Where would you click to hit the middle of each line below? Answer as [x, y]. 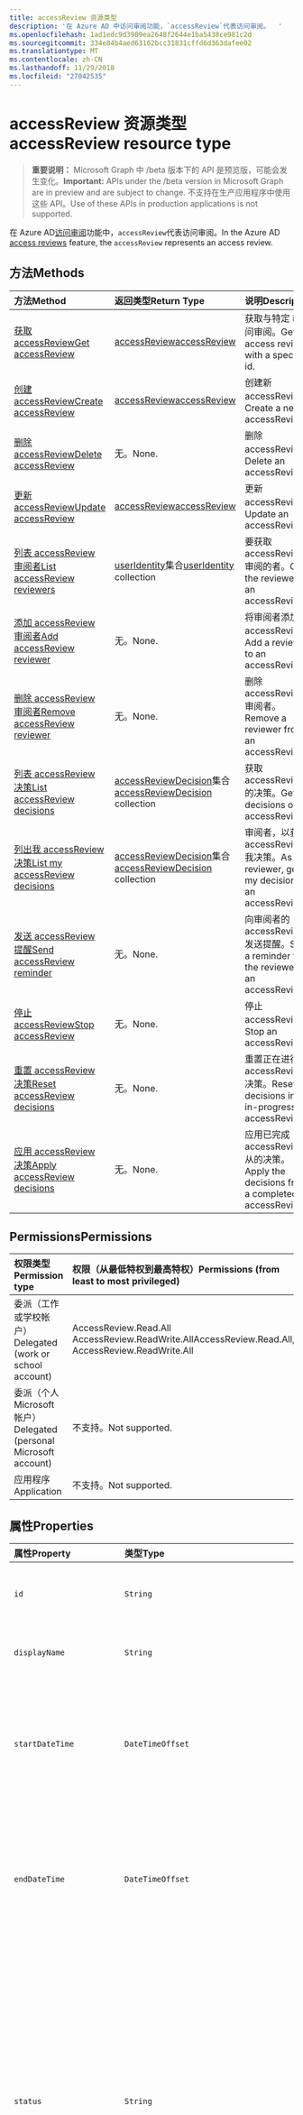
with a [257, 354]
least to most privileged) [126, 1282]
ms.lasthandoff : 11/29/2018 [62, 69]
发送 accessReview [55, 936]
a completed [271, 1193]
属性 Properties [51, 1526]
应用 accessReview [55, 1151]
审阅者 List [35, 566]
